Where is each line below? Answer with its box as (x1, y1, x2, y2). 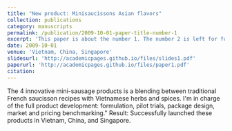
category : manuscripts (7, 23, 72, 30)
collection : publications (7, 17, 81, 23)
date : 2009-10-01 (7, 42, 57, 49)
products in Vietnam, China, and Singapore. (7, 116, 131, 124)
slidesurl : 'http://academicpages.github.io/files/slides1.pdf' (7, 55, 196, 62)
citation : (7, 68, 36, 74)
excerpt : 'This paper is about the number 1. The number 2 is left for (7, 36, 217, 43)
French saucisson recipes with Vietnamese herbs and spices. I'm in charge (7, 94, 221, 102)
